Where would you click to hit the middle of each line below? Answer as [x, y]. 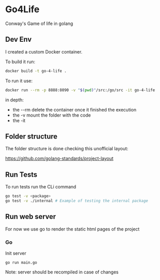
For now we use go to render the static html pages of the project [72, 229]
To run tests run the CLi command [41, 187]
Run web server [31, 217]
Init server [16, 253]
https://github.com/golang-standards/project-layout [59, 158]
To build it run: [20, 62]
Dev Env [18, 39]
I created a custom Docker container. [44, 51]
